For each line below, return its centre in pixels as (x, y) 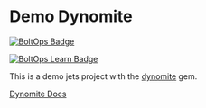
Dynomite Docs (38, 94)
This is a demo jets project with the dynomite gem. (103, 76)
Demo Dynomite (71, 17)
